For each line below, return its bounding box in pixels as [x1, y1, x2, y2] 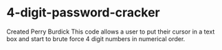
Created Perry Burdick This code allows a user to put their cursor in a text [6, 27, 215, 36]
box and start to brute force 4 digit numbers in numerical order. [6, 34, 186, 42]
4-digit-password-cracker [6, 5, 160, 21]
